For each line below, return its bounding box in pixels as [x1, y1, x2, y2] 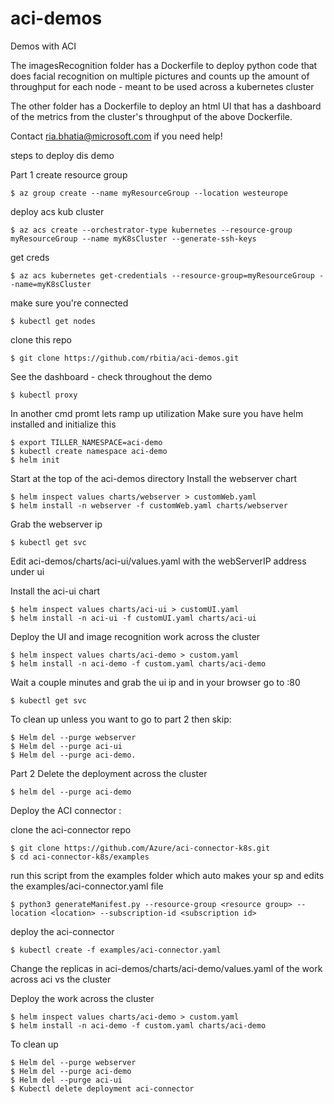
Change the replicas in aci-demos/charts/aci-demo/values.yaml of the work [10, 962, 323, 974]
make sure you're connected [10, 297, 129, 309]
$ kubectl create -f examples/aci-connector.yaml [10, 945, 222, 955]
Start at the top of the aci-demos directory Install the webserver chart [10, 472, 298, 484]
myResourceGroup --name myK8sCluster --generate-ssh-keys [10, 233, 257, 244]
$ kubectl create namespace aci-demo [10, 446, 168, 456]
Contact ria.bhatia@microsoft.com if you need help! [10, 130, 223, 142]
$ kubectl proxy [10, 390, 78, 400]
